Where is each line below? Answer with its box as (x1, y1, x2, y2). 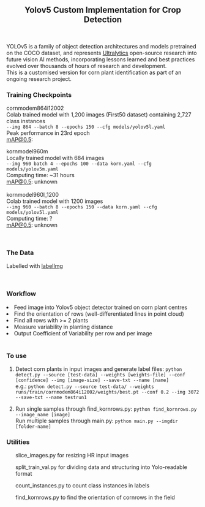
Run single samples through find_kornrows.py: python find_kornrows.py (15, 405, 197, 413)
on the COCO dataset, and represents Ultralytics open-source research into (6, 49, 197, 56)
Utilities (6, 438, 30, 446)
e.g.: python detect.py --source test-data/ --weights (15, 383, 154, 390)
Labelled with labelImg (6, 262, 63, 270)
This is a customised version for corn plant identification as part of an (6, 69, 182, 76)
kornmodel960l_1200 (6, 191, 59, 199)
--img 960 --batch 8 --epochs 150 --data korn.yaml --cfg (6, 204, 157, 210)
